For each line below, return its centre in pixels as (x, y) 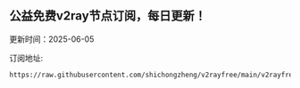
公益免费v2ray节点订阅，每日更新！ (108, 16)
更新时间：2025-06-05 (52, 39)
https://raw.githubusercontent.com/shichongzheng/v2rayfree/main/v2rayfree (153, 75)
